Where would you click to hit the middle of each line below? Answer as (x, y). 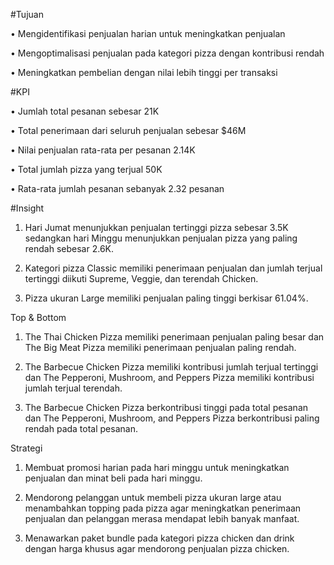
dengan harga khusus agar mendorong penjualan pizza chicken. (157, 548)
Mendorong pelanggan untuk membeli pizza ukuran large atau (153, 497)
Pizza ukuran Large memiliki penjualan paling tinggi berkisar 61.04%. (166, 298)
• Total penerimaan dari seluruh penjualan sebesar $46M (128, 130)
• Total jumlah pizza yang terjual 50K (86, 169)
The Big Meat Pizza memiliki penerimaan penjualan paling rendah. (160, 347)
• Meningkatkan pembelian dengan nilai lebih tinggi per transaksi (144, 72)
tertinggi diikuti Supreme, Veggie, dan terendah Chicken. (141, 278)
